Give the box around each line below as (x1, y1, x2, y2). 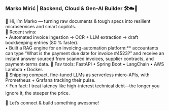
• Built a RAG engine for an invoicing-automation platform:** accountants (5, 45, 158, 51)
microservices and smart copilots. (5, 24, 77, 30)
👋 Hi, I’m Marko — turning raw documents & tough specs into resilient (5, 18, 151, 24)
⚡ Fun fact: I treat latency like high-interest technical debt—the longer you (5, 83, 160, 89)
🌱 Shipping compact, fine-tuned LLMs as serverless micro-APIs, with (5, 72, 150, 78)
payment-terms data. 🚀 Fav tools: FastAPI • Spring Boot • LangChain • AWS (5, 61, 164, 67)
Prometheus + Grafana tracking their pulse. (5, 77, 96, 83)
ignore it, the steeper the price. (5, 90, 70, 96)
